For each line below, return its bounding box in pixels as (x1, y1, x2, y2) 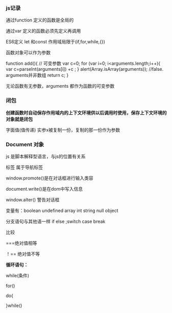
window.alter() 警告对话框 (6, 196, 60, 202)
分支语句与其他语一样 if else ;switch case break (6, 218, 106, 224)
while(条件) (6, 272, 30, 278)
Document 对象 (6, 141, 44, 148)
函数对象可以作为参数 (6, 49, 51, 56)
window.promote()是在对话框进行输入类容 (6, 175, 93, 181)
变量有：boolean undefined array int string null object (6, 207, 119, 214)
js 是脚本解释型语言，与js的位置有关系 (6, 153, 86, 159)
